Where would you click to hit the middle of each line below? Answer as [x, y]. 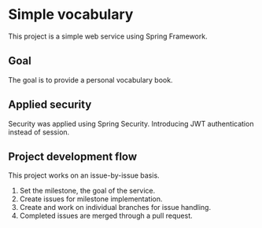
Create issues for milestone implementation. [91, 199]
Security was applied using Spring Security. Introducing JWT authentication [131, 123]
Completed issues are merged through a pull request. [106, 216]
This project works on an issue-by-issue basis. [84, 175]
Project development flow [73, 156]
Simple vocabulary [71, 15]
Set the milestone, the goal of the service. [87, 191]
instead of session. [39, 132]
